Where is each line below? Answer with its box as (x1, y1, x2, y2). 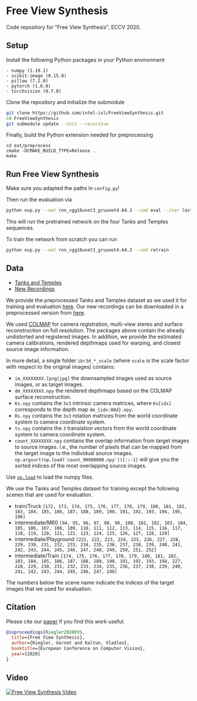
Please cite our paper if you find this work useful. (6, 617, 125, 625)
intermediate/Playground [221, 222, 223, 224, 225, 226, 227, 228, (14, 535, 181, 542)
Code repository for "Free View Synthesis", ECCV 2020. (6, 24, 141, 31)
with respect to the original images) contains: (6, 363, 116, 370)
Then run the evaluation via (6, 196, 72, 203)
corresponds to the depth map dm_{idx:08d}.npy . (14, 406, 134, 413)
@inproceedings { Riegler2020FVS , (6, 629, 85, 635)
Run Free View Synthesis (6, 169, 100, 179)
